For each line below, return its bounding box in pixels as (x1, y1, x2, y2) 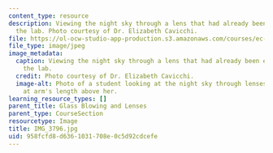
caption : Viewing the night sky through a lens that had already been (15, 57, 260, 66)
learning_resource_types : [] (8, 95, 107, 103)
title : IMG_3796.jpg (8, 125, 79, 133)
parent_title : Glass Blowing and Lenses (8, 102, 148, 110)
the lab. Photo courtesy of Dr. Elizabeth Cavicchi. (15, 27, 198, 35)
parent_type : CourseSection (8, 110, 104, 118)
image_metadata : (8, 49, 63, 57)
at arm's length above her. (23, 87, 118, 96)
